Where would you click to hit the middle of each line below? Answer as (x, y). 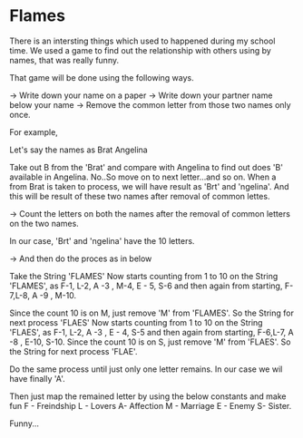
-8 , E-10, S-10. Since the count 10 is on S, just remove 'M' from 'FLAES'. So (150, 342)
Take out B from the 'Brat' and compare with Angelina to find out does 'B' (147, 167)
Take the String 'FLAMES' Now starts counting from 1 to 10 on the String (144, 276)
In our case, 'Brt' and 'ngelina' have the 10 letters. (102, 240)
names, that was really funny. (64, 60)
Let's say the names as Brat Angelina (78, 150)
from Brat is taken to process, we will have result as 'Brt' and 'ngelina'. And (149, 186)
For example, (34, 131)
